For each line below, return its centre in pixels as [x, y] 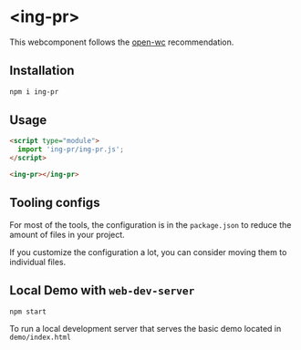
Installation [42, 71]
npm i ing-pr [34, 92]
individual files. [38, 262]
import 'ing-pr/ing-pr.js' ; [71, 149]
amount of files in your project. [67, 234]
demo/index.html [40, 338]
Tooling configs [55, 203]
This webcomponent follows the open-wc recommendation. [122, 42]
